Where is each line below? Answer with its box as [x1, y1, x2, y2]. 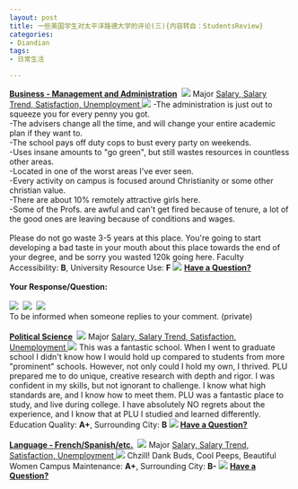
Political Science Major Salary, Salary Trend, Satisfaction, [9, 331, 236, 342]
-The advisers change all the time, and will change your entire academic [9, 118, 276, 128]
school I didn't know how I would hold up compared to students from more [9, 352, 285, 362]
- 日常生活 [9, 55, 45, 64]
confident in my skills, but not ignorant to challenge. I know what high [9, 380, 267, 390]
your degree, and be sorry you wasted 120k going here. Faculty [9, 252, 244, 262]
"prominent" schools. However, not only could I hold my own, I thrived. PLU [9, 361, 288, 371]
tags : [9, 47, 30, 56]
